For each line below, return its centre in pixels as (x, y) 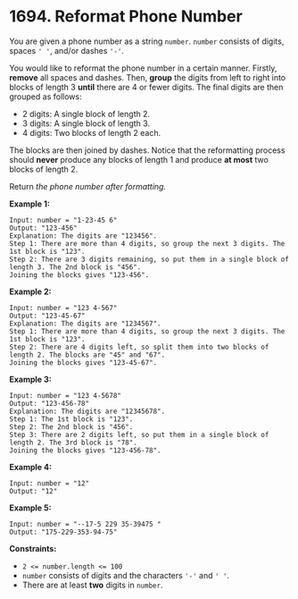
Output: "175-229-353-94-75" (63, 532)
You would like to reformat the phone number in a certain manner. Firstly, (143, 68)
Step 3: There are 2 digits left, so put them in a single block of (139, 434)
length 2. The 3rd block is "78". (74, 443)
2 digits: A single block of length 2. (86, 114)
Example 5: (30, 508)
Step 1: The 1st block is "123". (71, 419)
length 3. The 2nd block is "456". (75, 267)
